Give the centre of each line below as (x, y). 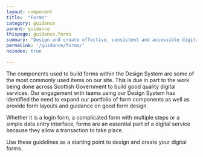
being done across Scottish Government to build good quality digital (91, 86)
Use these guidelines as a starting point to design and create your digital (97, 142)
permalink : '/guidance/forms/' (46, 46)
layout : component (29, 12)
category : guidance (31, 23)
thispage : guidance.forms (39, 34)
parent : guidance (28, 29)
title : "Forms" (27, 18)
